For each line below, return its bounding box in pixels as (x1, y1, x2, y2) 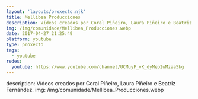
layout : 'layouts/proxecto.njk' (6, 8, 86, 15)
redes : (6, 58, 23, 64)
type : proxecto (6, 42, 44, 48)
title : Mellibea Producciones (6, 14, 81, 20)
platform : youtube (6, 36, 52, 42)
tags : (6, 47, 20, 53)
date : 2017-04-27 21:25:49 (6, 31, 73, 37)
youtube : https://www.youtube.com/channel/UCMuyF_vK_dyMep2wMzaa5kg (11, 63, 184, 70)
